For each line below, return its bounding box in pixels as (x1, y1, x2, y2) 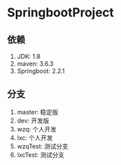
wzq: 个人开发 (16, 125, 57, 133)
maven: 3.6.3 (16, 60, 54, 68)
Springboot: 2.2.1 (16, 67, 65, 75)
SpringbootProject (7, 5, 114, 21)
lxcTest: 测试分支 (16, 151, 65, 159)
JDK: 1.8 (16, 53, 41, 60)
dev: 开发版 (16, 116, 50, 125)
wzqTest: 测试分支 (16, 142, 68, 150)
